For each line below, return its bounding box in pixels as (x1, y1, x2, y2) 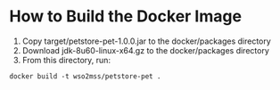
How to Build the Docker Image (9, 6, 243, 27)
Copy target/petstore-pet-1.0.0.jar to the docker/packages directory (21, 36, 272, 46)
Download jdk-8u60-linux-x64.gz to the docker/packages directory (21, 45, 269, 55)
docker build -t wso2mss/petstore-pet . (9, 71, 162, 81)
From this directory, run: (21, 54, 111, 65)
